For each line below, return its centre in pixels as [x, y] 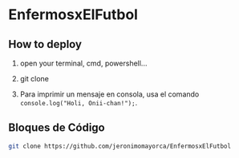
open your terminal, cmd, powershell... [83, 63]
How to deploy [45, 44]
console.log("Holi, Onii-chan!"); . [79, 103]
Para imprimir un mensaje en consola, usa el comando [109, 94]
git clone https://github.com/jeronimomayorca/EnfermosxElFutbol [119, 146]
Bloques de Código [57, 128]
